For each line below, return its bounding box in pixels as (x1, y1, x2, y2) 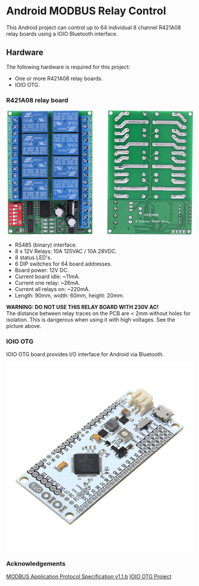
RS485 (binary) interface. (14, 241, 77, 248)
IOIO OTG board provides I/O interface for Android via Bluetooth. (6, 351, 165, 358)
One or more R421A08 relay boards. (14, 74, 103, 82)
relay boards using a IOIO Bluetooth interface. (6, 30, 118, 37)
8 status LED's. (14, 254, 52, 261)
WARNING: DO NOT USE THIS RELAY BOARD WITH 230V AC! (6, 303, 159, 310)
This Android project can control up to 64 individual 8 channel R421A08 (6, 24, 181, 31)
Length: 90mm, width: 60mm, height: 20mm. (14, 292, 125, 299)
